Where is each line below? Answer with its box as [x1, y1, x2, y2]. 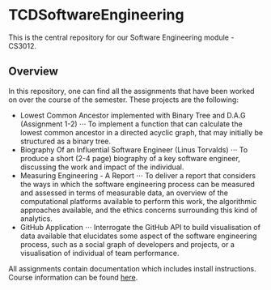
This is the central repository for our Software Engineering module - [8, 32, 235, 42]
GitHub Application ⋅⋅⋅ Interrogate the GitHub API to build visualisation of [19, 222, 261, 232]
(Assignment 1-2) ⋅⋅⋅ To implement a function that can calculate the [19, 119, 243, 129]
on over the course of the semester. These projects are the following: [8, 95, 239, 104]
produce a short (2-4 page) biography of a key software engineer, [19, 153, 240, 163]
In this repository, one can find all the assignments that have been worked [8, 86, 255, 96]
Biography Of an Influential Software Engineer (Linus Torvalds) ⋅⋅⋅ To [19, 144, 248, 155]
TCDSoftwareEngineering [8, 6, 184, 24]
